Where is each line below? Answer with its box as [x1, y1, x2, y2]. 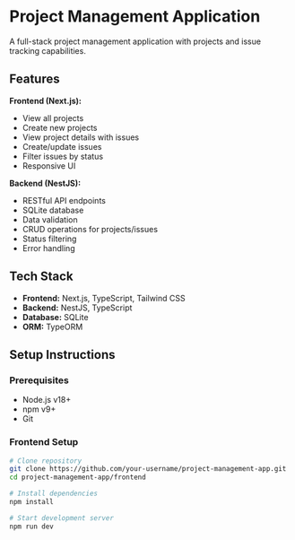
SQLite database [22, 205, 84, 215]
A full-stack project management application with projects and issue [9, 36, 262, 47]
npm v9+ [22, 404, 56, 414]
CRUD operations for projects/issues [22, 223, 159, 234]
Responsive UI [22, 160, 76, 171]
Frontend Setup [9, 436, 79, 449]
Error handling [22, 242, 75, 253]
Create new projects [22, 122, 98, 133]
